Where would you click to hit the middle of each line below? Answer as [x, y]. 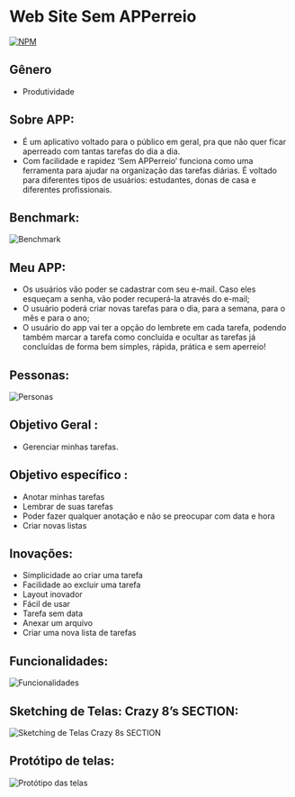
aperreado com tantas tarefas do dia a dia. [101, 151]
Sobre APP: [42, 120]
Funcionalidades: [59, 661]
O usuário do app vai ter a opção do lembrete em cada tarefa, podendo [154, 328]
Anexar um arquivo [57, 623]
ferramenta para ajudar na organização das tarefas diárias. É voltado [149, 170]
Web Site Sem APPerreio [103, 17]
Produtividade [48, 91]
